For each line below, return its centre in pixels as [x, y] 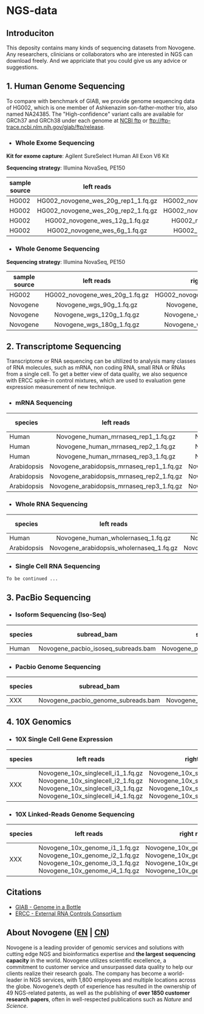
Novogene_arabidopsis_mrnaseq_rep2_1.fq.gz [116, 476]
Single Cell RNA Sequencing [57, 566]
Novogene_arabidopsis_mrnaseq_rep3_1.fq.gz [116, 486]
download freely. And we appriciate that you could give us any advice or [97, 61]
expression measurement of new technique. [61, 387]
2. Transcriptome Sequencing [64, 346]
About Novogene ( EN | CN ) [58, 933]
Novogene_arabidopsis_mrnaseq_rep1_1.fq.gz [116, 466]
